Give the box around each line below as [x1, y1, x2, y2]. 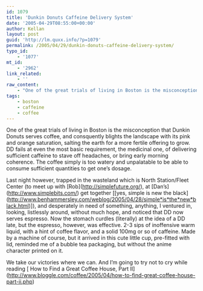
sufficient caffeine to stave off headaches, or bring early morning [6, 152, 169, 159]
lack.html [6, 202, 29, 209]
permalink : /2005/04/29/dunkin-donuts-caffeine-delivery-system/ [6, 43, 174, 49]
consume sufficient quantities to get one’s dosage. [6, 165, 132, 172]
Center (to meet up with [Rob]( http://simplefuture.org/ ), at [6, 183, 150, 190]
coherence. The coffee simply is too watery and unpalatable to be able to [6, 158, 188, 166]
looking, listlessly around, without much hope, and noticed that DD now [6, 209, 184, 216]
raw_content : [6, 82, 39, 88]
